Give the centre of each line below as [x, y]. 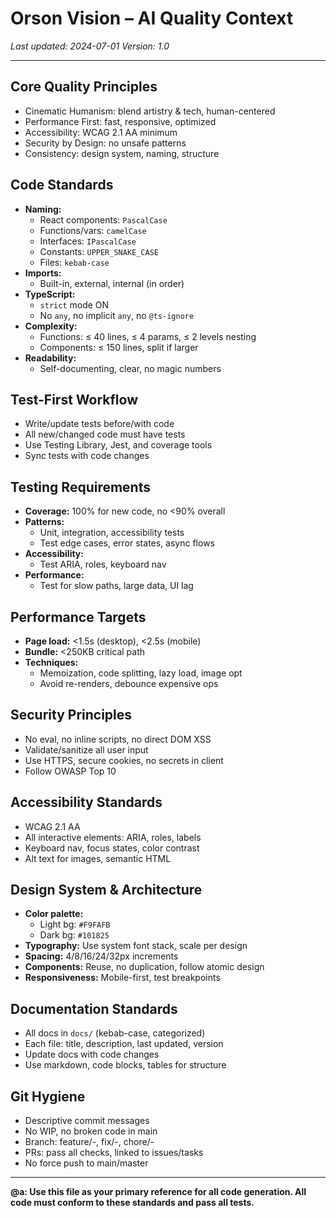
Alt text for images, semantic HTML [98, 858]
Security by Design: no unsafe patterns [105, 143]
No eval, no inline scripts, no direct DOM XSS [118, 739]
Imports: [43, 273]
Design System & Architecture [106, 890]
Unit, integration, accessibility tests [112, 533]
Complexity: [51, 326]
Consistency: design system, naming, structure [122, 153]
